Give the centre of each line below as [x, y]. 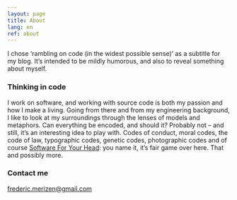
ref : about [23, 34]
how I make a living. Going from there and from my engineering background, [118, 110]
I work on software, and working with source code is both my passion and [115, 102]
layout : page [27, 14]
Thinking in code [37, 87]
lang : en [20, 27]
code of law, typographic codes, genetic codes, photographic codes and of [117, 140]
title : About [27, 20]
